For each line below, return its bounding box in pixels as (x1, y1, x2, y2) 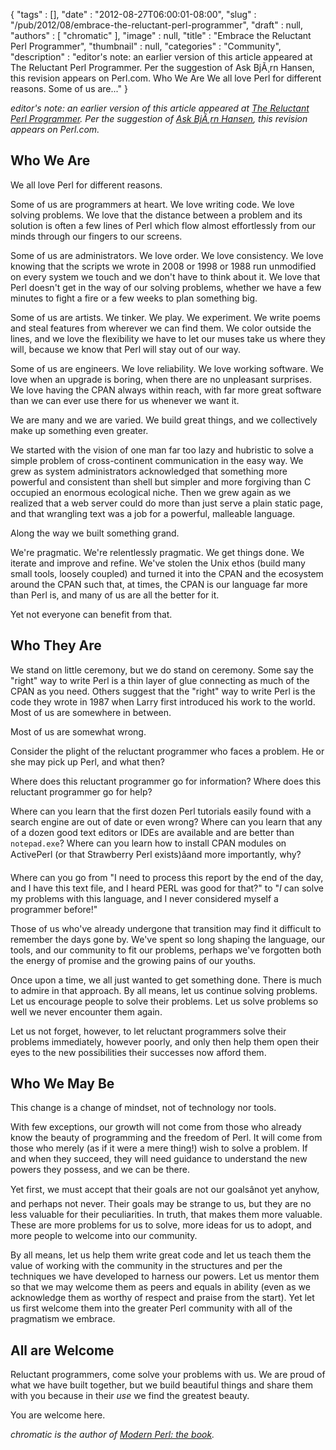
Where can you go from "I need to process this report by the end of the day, (10, 871, 324, 883)
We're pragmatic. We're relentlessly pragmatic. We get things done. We (10, 546, 305, 558)
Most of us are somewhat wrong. (10, 725, 147, 738)
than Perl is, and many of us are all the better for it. (10, 589, 220, 601)
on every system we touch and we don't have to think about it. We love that (10, 270, 321, 283)
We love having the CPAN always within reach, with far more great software (10, 384, 322, 396)
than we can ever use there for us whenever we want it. (10, 394, 240, 406)
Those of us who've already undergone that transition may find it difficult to (10, 922, 322, 934)
